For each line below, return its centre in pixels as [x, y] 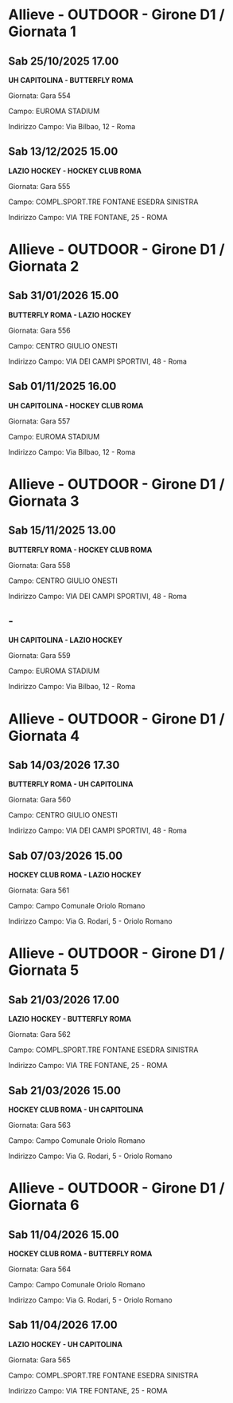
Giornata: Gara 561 [39, 890]
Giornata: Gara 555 [39, 186]
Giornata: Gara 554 [40, 96]
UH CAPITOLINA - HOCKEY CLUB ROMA [76, 405]
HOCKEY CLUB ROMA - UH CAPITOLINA [76, 1109]
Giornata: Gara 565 [40, 1360]
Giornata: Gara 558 [39, 565]
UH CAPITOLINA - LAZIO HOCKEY [66, 640]
